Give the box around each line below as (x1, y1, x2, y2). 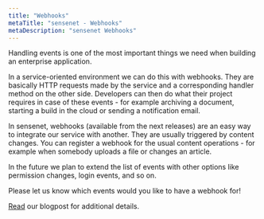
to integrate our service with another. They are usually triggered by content (8, 130, 254, 139)
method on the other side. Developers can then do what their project (8, 89, 233, 99)
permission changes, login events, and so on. (8, 170, 157, 180)
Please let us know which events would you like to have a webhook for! (8, 186, 241, 196)
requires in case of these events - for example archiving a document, (8, 97, 235, 108)
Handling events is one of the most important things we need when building (8, 49, 256, 58)
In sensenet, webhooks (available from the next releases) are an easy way (8, 121, 251, 131)
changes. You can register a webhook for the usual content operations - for (8, 139, 256, 148)
